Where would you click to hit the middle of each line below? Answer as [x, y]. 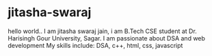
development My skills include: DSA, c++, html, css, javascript [95, 45]
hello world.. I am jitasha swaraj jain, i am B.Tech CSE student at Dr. [102, 31]
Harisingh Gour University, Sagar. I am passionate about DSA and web [107, 38]
